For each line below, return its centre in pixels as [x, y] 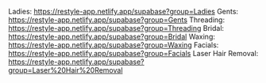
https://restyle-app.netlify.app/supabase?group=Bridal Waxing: [112, 36]
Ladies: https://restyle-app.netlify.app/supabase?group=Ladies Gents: [123, 11]
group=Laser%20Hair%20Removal [66, 70]
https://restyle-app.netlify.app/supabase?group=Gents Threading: [116, 20]
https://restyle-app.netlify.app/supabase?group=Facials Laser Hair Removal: [133, 53]
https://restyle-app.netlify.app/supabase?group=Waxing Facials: [114, 45]
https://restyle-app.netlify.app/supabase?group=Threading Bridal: [116, 28]
